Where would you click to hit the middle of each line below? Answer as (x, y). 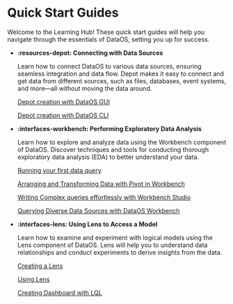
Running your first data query (59, 170)
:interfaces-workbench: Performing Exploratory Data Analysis (109, 128)
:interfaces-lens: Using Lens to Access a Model (87, 224)
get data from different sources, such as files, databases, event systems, (122, 81)
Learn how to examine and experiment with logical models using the (115, 237)
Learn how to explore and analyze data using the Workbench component (122, 142)
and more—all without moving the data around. (85, 88)
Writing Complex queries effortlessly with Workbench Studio (104, 197)
